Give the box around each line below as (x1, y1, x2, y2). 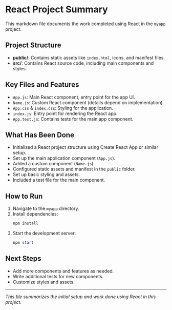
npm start (12, 240, 34, 245)
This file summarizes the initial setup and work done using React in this (5, 294, 156, 300)
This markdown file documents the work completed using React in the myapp (5, 21, 166, 27)
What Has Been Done (5, 130, 74, 139)
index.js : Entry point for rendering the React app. (12, 110, 118, 117)
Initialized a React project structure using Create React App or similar (12, 144, 159, 150)
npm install (12, 221, 38, 226)
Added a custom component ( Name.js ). (12, 161, 95, 167)
